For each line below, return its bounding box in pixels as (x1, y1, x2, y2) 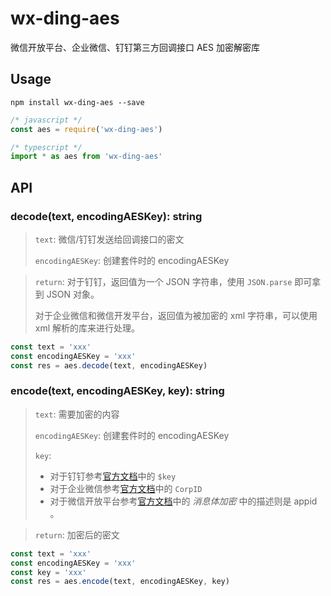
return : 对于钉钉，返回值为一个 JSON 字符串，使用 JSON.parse (34, 275, 293, 287)
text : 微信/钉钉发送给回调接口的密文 (34, 233, 185, 245)
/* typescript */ (10, 142, 83, 152)
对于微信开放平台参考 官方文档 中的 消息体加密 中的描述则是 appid (49, 495, 318, 507)
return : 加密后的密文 (34, 528, 120, 541)
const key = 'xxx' (10, 567, 87, 577)
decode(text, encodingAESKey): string (10, 209, 203, 223)
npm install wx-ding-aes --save (10, 97, 145, 107)
